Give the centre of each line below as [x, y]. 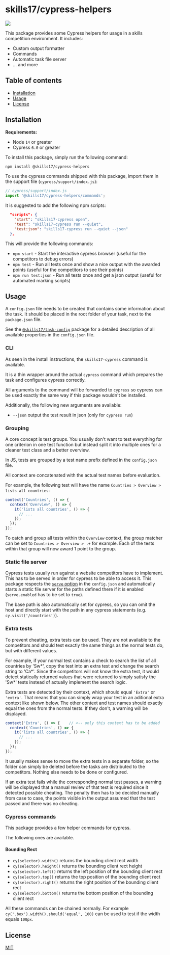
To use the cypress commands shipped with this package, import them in [82, 176]
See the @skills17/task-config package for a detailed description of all [80, 329]
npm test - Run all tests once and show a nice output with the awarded [87, 264]
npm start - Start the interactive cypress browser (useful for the [79, 253]
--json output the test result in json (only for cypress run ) [73, 415]
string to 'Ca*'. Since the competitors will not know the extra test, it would [82, 671]
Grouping [17, 428]
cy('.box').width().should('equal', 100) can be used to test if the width [83, 914]
